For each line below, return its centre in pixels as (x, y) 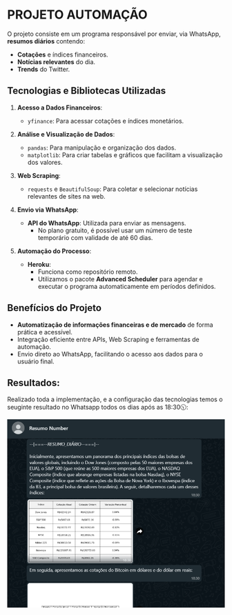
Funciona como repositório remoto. (88, 272)
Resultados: (33, 383)
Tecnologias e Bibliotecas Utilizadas (87, 91)
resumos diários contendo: (46, 41)
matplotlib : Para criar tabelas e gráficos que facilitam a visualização (125, 154)
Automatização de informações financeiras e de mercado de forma (115, 325)
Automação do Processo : (54, 251)
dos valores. (45, 162)
